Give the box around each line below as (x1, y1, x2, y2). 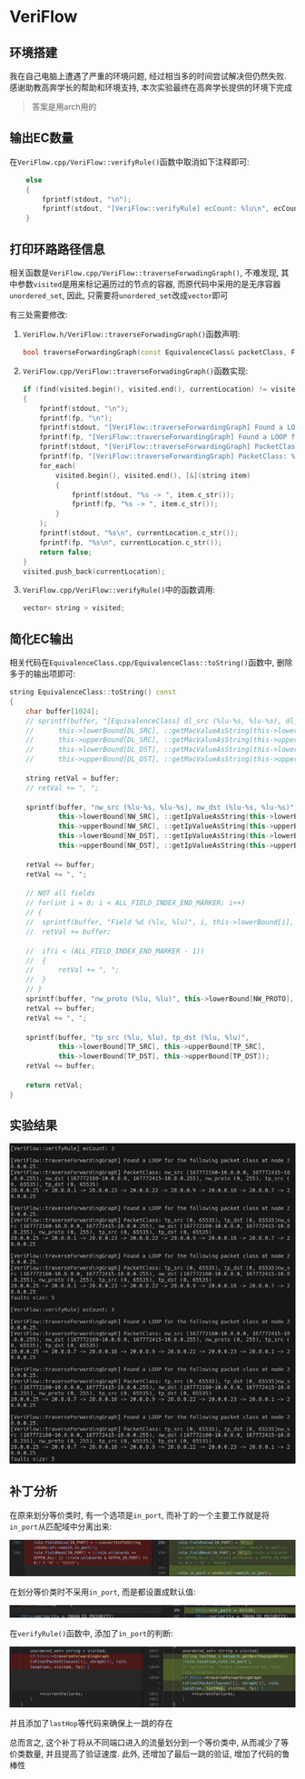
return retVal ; (25, 1080, 84, 1090)
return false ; (39, 547, 93, 556)
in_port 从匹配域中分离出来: (9, 1521, 113, 1532)
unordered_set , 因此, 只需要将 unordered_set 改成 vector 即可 (9, 290, 229, 301)
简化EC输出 (9, 631, 74, 646)
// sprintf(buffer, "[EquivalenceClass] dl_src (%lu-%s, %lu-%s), (25, 716, 282, 725)
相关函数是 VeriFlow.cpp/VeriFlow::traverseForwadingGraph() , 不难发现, (9, 267, 280, 278)
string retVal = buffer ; (25, 774, 120, 783)
